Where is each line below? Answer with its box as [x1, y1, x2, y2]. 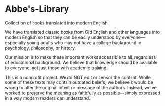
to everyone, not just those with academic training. [5, 65, 108, 71]
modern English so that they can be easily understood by [5, 34, 121, 40]
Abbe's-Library [5, 3, 69, 15]
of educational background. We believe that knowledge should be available [5, 59, 158, 65]
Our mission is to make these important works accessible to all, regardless [5, 54, 156, 60]
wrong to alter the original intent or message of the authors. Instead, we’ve [5, 84, 157, 90]
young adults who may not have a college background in [27, 39, 142, 45]
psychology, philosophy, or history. [5, 45, 76, 51]
